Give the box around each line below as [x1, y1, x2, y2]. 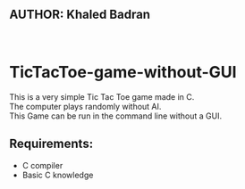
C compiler [21, 160, 63, 170]
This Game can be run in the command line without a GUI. [9, 111, 222, 121]
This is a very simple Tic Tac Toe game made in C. [9, 91, 195, 102]
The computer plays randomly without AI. [9, 101, 162, 111]
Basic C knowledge [21, 169, 94, 180]
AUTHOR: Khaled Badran [9, 7, 150, 22]
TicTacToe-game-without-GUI [9, 62, 237, 82]
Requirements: [9, 136, 94, 152]
